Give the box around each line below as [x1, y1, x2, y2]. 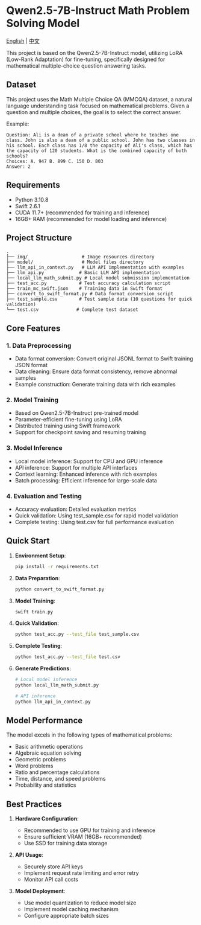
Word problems [14, 762, 54, 770]
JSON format [14, 362, 48, 369]
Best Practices [6, 799, 62, 809]
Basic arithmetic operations [14, 743, 83, 751]
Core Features [6, 323, 61, 333]
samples [14, 374, 36, 382]
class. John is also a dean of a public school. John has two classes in [6, 137, 196, 143]
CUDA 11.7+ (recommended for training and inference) [14, 209, 150, 216]
